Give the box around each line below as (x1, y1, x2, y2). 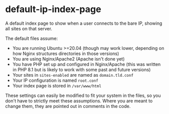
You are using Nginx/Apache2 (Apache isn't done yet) (12, 55, 125, 62)
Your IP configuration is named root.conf (12, 77, 98, 83)
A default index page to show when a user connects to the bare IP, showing (5, 20, 162, 26)
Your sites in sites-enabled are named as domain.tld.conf (12, 72, 134, 78)
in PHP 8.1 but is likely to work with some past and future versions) (12, 67, 151, 73)
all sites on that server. (5, 25, 52, 31)
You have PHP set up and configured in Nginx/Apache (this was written (12, 61, 161, 67)
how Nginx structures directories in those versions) (12, 50, 120, 56)
